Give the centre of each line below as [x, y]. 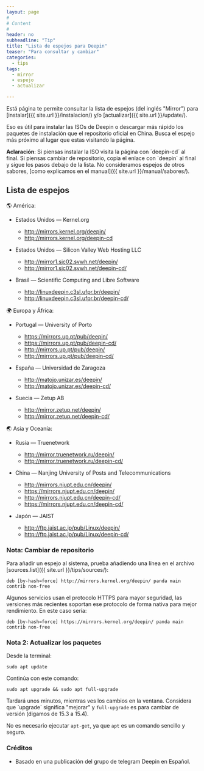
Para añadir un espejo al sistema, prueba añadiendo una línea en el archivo [100, 563]
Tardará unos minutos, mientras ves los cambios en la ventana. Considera [99, 701]
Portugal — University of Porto [54, 324]
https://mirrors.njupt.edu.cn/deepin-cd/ [74, 504]
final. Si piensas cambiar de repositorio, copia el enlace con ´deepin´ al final [101, 158]
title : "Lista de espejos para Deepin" [57, 46]
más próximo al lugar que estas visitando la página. [71, 140]
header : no [20, 35]
